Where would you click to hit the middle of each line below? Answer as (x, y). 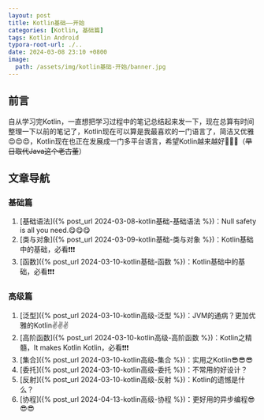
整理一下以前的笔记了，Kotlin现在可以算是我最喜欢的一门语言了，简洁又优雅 (131, 131)
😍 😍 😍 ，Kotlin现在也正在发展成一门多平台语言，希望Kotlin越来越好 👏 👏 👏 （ (127, 141)
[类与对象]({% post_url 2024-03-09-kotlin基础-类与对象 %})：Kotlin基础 (136, 240)
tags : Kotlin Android (44, 37)
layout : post (30, 15)
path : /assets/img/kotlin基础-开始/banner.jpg (91, 67)
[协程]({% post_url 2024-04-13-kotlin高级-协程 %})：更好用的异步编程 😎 (137, 399)
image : (19, 60)
